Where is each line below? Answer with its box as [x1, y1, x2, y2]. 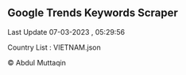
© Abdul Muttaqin [7, 58, 67, 67]
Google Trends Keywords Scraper [7, 6, 178, 20]
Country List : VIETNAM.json [7, 43, 101, 52]
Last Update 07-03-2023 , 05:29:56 [7, 27, 125, 36]
